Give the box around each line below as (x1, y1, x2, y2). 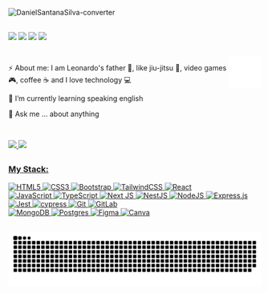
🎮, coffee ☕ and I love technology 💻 (8, 75, 132, 85)
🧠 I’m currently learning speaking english (8, 94, 144, 103)
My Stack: (8, 164, 49, 175)
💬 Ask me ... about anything (8, 109, 99, 119)
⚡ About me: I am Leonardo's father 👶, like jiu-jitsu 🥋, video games (8, 63, 227, 73)
